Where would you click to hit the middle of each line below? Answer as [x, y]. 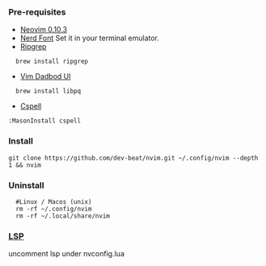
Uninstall [26, 185]
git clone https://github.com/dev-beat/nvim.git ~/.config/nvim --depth [133, 158]
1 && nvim [25, 165]
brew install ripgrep [52, 62]
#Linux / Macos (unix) [54, 202]
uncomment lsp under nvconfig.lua [67, 254]
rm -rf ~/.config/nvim [54, 209]
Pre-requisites [37, 12]
